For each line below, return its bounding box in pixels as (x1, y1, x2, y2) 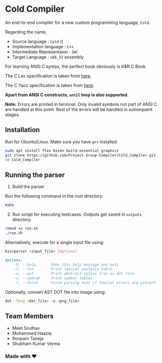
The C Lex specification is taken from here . (5, 73, 92, 79)
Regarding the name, (5, 29, 47, 35)
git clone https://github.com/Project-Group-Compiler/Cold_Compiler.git (5, 153, 156, 158)
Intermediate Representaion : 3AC (12, 49, 79, 55)
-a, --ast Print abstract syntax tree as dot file (14, 271, 134, 276)
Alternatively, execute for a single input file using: (5, 239, 104, 245)
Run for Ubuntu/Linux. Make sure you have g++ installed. (5, 139, 118, 144)
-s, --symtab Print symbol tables (14, 276, 93, 281)
